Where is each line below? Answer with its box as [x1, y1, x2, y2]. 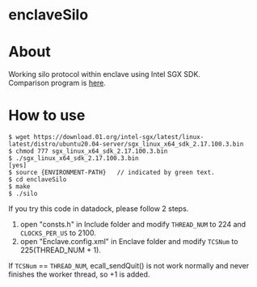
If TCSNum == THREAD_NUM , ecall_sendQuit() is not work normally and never [8, 261, 250, 271]
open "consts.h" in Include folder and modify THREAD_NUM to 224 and [19, 220, 246, 230]
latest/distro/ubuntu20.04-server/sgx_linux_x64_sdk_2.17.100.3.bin [8, 140, 244, 149]
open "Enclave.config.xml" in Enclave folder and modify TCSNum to [19, 237, 238, 247]
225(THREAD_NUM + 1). [19, 245, 101, 255]
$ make [8, 183, 31, 191]
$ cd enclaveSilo [8, 175, 67, 184]
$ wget [8, 133, 31, 141]
